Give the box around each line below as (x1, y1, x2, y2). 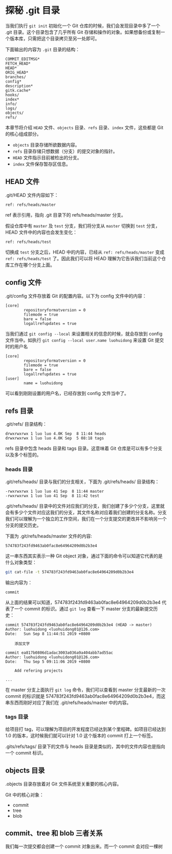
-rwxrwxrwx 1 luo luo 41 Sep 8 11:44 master (5, 489, 104, 494)
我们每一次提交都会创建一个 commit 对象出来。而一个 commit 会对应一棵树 (5, 843, 163, 849)
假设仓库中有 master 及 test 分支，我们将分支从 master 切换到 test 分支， (5, 222, 160, 228)
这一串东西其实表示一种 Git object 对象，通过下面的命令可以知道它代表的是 (5, 553, 163, 559)
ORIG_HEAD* (5, 70, 29, 75)
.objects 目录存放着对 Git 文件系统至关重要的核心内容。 (5, 781, 122, 787)
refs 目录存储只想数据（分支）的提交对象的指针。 (12, 148, 118, 154)
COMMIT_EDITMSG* (5, 56, 40, 61)
